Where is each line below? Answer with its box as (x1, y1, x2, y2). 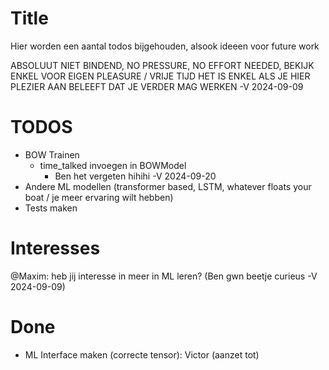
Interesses (10, 237, 101, 260)
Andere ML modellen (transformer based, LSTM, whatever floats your (24, 180, 312, 192)
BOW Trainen (24, 148, 80, 161)
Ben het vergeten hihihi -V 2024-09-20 (54, 170, 217, 182)
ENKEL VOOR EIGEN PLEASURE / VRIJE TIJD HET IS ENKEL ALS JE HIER (10, 70, 311, 82)
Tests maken (24, 202, 78, 214)
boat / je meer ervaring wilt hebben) (24, 191, 174, 203)
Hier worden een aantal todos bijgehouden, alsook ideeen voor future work (10, 40, 320, 52)
